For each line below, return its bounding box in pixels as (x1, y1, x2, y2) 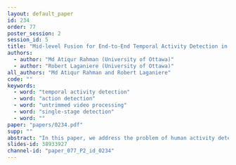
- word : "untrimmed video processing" (13, 102, 128, 109)
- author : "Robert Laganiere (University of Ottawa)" (13, 62, 174, 70)
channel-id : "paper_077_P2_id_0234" (7, 147, 114, 154)
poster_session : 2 (7, 29, 61, 37)
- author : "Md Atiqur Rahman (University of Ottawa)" (13, 56, 174, 63)
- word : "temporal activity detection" (13, 88, 131, 95)
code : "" (7, 75, 33, 83)
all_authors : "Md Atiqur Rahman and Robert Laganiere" (7, 69, 171, 76)
